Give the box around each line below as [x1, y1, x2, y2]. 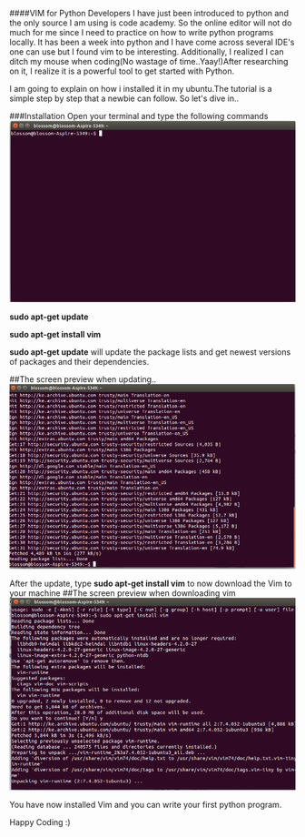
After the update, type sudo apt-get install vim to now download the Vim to [9, 578, 292, 589]
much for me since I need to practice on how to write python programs [9, 27, 274, 37]
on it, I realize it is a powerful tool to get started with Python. [9, 66, 234, 76]
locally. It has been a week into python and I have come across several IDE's [9, 36, 295, 47]
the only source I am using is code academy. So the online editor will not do [9, 17, 292, 28]
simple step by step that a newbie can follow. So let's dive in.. [9, 93, 240, 104]
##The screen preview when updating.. [9, 373, 157, 385]
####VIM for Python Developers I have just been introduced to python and [9, 8, 289, 18]
